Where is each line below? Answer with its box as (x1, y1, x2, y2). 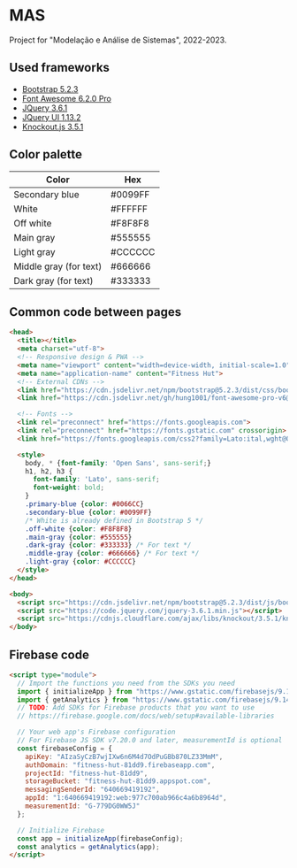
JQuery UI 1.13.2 (21, 111, 81, 122)
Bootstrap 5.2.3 (21, 83, 79, 94)
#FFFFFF (110, 203, 148, 215)
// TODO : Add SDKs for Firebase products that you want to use (17, 703, 255, 712)
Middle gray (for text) (13, 260, 103, 273)
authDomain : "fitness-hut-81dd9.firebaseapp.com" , (25, 760, 216, 770)
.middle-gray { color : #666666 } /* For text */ (25, 549, 200, 558)
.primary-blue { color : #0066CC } (25, 500, 144, 509)
